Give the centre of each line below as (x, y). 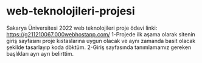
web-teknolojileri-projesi (71, 11)
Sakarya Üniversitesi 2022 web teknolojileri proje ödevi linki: (82, 28)
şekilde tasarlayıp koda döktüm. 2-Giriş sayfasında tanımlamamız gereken (99, 47)
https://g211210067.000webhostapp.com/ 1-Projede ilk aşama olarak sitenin (101, 34)
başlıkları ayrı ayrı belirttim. (40, 53)
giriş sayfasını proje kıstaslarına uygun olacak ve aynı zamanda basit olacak (101, 41)
